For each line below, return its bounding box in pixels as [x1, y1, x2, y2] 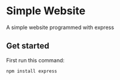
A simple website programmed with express [6, 24, 115, 31]
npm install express [6, 68, 58, 74]
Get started [6, 41, 50, 51]
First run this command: [6, 56, 64, 63]
